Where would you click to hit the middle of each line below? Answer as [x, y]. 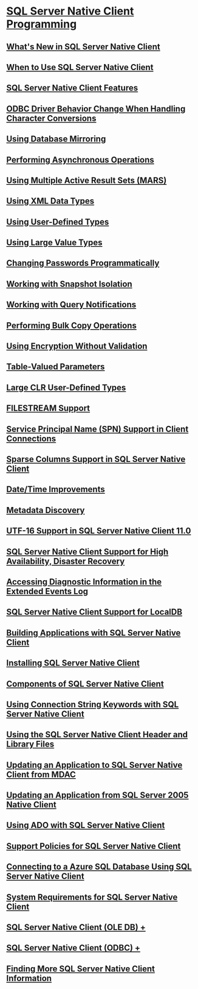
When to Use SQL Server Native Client [80, 67]
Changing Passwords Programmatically [83, 263]
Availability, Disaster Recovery [66, 561]
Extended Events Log [47, 591]
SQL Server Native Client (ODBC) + [73, 948]
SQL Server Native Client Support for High [87, 552]
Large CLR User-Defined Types [66, 387]
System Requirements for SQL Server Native [92, 897]
